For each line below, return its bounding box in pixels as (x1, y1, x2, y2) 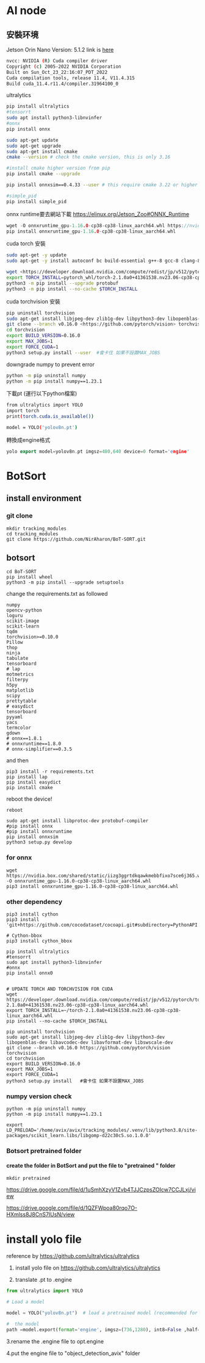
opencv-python (6, 607, 43, 613)
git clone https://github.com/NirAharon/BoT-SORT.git (6, 536, 146, 542)
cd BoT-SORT (6, 569, 37, 575)
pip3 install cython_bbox (6, 938, 72, 944)
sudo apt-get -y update (6, 252, 67, 258)
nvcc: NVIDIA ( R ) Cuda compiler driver (6, 58, 108, 64)
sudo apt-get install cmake (6, 148, 78, 154)
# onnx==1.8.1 (6, 736, 43, 742)
